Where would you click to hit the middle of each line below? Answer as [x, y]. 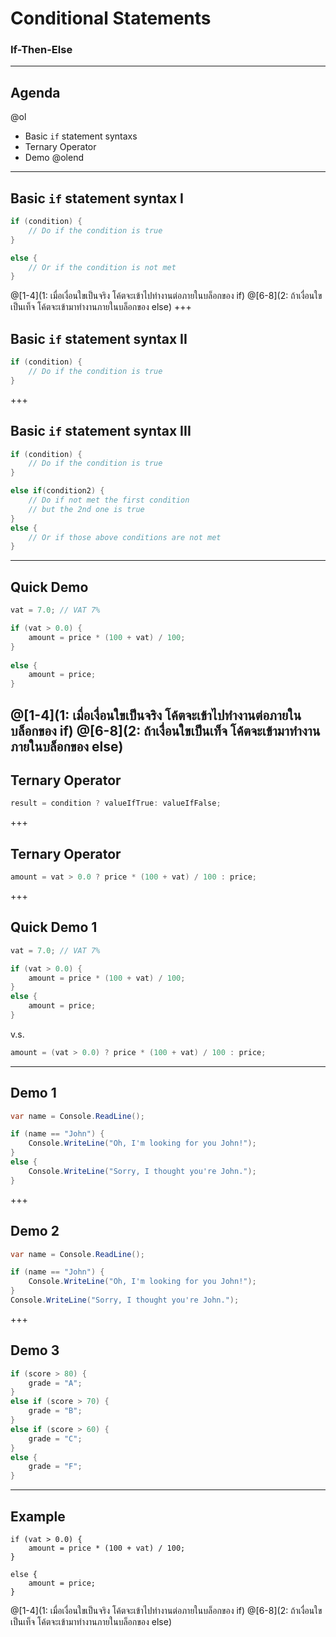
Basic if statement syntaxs [81, 136]
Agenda [35, 92]
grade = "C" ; [55, 1438]
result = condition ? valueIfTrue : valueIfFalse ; [116, 803]
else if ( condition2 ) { [57, 491]
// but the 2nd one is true [86, 509]
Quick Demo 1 [54, 927]
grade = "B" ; [55, 1411]
